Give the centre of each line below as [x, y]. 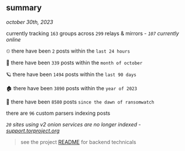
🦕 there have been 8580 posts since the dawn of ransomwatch [80, 102]
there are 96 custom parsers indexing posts [58, 113]
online [13, 39]
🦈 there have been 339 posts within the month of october [74, 63]
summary [24, 8]
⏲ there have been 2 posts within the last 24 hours [68, 51]
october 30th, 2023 [30, 22]
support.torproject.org [33, 131]
